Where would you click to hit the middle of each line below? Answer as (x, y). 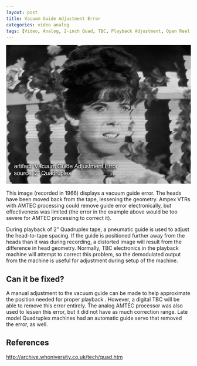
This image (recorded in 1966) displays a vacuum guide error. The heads (94, 193)
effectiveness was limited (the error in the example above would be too (92, 212)
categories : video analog (38, 25)
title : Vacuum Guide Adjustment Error (53, 18)
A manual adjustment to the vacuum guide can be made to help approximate (98, 293)
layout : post (22, 12)
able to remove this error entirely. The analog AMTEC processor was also (95, 306)
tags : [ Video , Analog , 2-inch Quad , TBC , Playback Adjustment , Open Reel (98, 31)
